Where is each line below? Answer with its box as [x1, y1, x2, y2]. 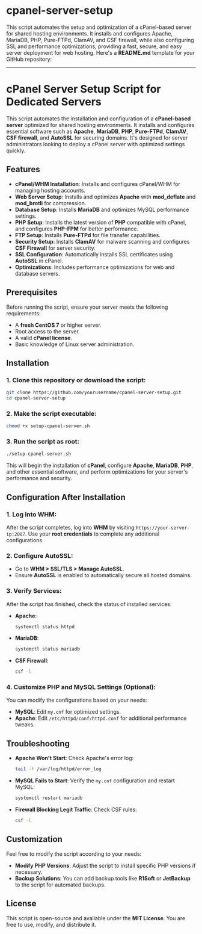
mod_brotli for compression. [14, 199, 87, 206]
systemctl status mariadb [14, 646, 80, 652]
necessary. [14, 868, 43, 876]
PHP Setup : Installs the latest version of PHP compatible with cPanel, [14, 218, 186, 226]
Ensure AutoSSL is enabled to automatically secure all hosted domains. [14, 572, 192, 579]
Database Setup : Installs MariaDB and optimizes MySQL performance [14, 206, 189, 213]
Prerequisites [6, 287, 58, 298]
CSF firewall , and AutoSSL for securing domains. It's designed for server [6, 134, 188, 141]
